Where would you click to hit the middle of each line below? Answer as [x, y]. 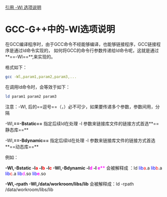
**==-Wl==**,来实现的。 [30, 56]
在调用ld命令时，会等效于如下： [38, 87]
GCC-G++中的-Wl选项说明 [60, 29]
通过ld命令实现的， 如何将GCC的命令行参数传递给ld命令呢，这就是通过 [86, 50]
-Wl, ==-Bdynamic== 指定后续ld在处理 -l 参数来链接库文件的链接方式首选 [80, 140]
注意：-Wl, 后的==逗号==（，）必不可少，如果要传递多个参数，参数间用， [80, 106]
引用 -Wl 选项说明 [23, 7]
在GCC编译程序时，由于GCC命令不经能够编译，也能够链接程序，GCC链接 [81, 44]
